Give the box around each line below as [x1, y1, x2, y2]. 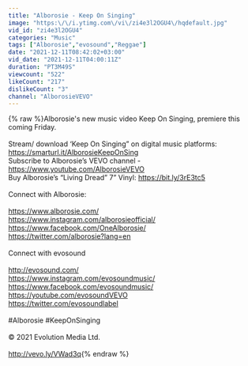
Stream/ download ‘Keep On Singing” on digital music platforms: [8, 139, 217, 149]
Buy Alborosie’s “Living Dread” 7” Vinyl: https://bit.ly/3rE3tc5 [8, 173, 205, 183]
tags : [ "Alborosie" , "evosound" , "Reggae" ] [8, 41, 147, 49]
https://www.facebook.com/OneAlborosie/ [8, 223, 146, 233]
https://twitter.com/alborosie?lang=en [8, 232, 132, 241]
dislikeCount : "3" [8, 85, 69, 93]
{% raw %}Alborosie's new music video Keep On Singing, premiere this [8, 114, 241, 123]
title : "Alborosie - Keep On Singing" [8, 11, 136, 20]
